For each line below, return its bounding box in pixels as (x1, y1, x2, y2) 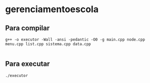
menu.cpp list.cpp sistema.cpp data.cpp (5, 41, 92, 47)
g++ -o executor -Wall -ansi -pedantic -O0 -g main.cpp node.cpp (5, 37, 145, 42)
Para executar (5, 60, 50, 68)
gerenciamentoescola (5, 4, 99, 15)
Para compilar (5, 24, 50, 32)
